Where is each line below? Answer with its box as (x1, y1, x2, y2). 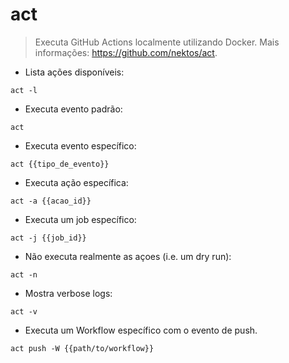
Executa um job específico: (24, 213, 137, 225)
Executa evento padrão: (24, 103, 123, 115)
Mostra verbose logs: (24, 287, 113, 299)
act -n (10, 269, 38, 280)
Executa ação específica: (24, 176, 129, 188)
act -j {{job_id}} (10, 233, 87, 243)
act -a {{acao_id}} (10, 196, 92, 206)
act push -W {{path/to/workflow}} (10, 343, 155, 353)
